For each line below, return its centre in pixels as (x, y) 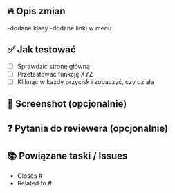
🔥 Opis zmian (36, 11)
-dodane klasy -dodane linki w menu (59, 28)
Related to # (34, 183)
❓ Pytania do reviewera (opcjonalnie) (87, 128)
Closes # (30, 176)
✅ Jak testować (42, 50)
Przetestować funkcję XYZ (55, 74)
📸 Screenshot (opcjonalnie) (67, 104)
